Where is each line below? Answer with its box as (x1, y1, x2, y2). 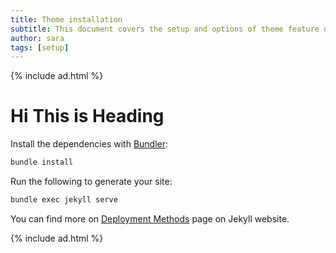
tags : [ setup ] (10, 42, 70, 53)
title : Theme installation (10, 14, 123, 25)
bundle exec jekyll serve (10, 195, 118, 205)
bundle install (10, 157, 74, 168)
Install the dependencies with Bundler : (10, 138, 169, 150)
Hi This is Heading (10, 105, 165, 128)
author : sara (10, 33, 65, 43)
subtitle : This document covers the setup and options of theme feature (10, 24, 320, 34)
